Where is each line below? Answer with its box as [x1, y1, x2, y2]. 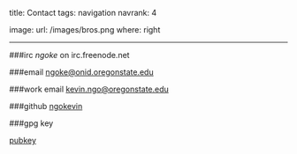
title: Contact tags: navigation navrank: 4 [9, 8, 157, 18]
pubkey [9, 136, 37, 145]
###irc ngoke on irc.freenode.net [9, 50, 130, 60]
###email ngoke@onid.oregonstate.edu [9, 67, 154, 77]
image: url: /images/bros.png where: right [9, 25, 161, 34]
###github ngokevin [9, 101, 83, 111]
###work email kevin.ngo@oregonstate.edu [9, 84, 170, 94]
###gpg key [9, 118, 54, 128]
